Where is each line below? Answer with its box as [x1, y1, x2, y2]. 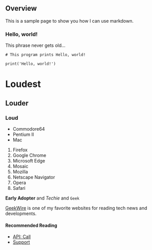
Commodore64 [12, 126, 45, 132]
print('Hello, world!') [5, 61, 56, 66]
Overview [5, 4, 37, 13]
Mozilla [12, 168, 28, 174]
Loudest [5, 78, 41, 90]
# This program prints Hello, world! [5, 52, 86, 58]
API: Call [12, 234, 31, 240]
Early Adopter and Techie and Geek [5, 195, 80, 201]
